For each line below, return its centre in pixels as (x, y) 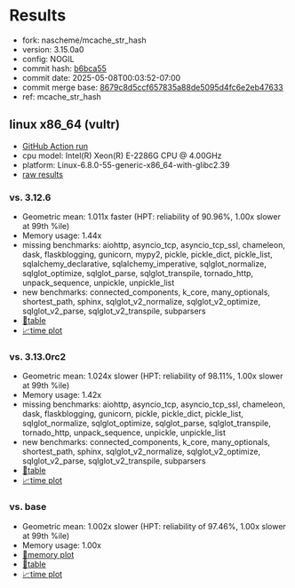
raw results (43, 174)
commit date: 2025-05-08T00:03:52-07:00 (101, 77)
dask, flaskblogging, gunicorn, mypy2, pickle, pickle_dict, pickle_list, (147, 255)
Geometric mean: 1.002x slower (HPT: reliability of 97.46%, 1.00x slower (154, 526)
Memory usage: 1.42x (62, 395)
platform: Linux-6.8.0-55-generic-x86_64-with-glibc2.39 (126, 164)
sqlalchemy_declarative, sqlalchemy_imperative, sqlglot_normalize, (144, 264)
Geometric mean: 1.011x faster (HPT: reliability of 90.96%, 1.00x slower (151, 217)
